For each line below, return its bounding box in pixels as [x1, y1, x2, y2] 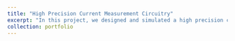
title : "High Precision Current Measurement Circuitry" [7, 10, 173, 17]
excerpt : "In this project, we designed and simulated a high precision [7, 17, 224, 24]
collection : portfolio [7, 23, 73, 30]
